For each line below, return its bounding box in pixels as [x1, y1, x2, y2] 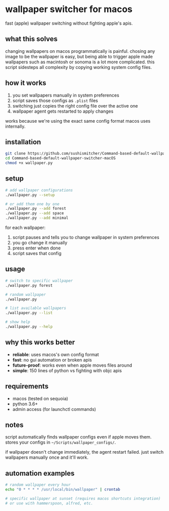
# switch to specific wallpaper [5, 278, 73, 283]
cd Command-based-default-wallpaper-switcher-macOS [5, 156, 116, 161]
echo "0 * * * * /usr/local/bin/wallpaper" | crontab [5, 487, 121, 492]
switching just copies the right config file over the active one [12, 103, 138, 109]
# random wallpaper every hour [5, 482, 71, 487]
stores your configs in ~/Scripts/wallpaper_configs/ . [5, 439, 116, 446]
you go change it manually [12, 240, 68, 246]
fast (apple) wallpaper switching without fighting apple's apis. [5, 20, 133, 26]
